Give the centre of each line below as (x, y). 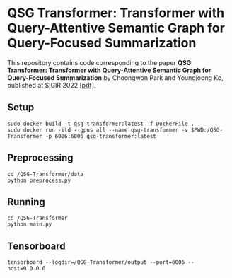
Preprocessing (40, 158)
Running (27, 202)
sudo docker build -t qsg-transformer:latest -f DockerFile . (101, 124)
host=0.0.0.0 (27, 269)
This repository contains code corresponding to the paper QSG (99, 62)
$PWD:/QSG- (207, 130)
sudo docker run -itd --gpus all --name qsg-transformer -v (98, 130)
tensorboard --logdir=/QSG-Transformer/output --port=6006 (96, 262)
